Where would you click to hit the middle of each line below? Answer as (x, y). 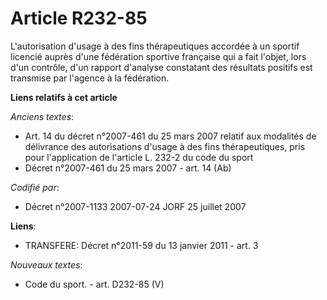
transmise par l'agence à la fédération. (90, 78)
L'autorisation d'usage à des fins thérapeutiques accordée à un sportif (155, 46)
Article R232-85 (79, 18)
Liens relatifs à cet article (64, 97)
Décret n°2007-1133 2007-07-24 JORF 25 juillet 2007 (135, 206)
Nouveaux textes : (46, 264)
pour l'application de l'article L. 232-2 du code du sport (139, 157)
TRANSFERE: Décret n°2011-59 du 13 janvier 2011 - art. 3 (141, 245)
